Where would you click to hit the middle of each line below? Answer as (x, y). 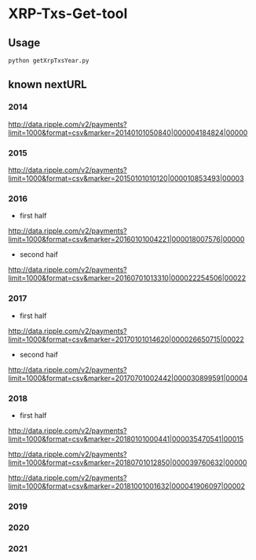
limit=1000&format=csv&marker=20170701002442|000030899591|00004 (128, 378)
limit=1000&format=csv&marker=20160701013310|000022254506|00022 (127, 278)
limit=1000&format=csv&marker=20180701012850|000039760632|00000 (128, 462)
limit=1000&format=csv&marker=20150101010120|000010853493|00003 (126, 178)
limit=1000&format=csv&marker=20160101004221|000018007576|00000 (126, 240)
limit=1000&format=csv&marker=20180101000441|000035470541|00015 (126, 439)
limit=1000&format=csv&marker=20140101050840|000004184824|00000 (128, 132)
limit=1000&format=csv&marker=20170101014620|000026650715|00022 (126, 339)
